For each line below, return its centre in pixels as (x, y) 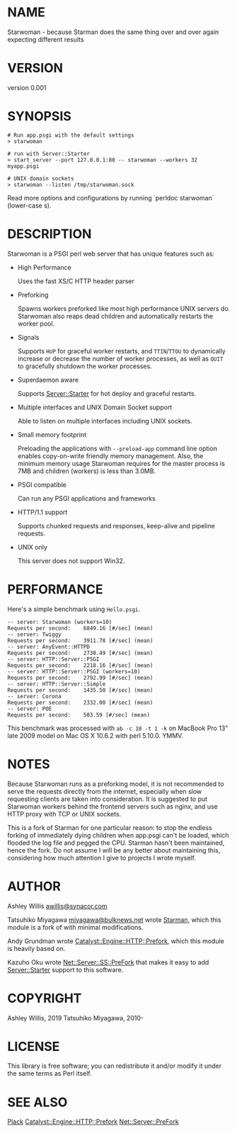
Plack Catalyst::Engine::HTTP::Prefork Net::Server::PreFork (93, 1122)
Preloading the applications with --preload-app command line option (117, 448)
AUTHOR (34, 886)
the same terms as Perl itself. (50, 1074)
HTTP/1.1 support (42, 512)
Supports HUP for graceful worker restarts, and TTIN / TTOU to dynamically (122, 351)
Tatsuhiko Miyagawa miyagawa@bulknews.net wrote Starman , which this (114, 920)
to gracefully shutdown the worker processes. (85, 366)
